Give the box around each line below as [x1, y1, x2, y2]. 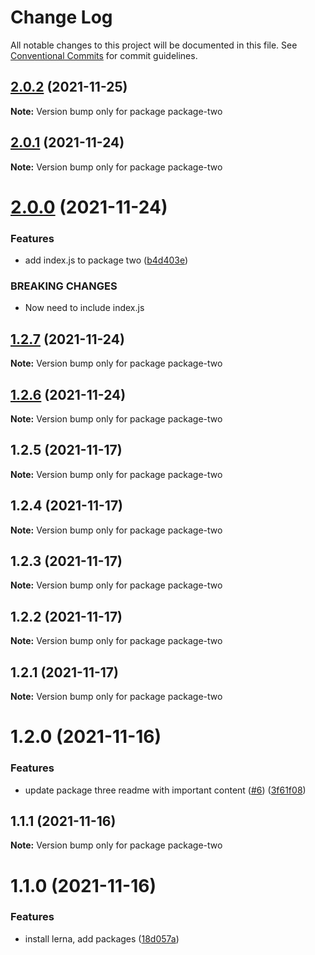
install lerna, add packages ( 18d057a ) [24, 932, 180, 945]
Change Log [10, 6, 113, 29]
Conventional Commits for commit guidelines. [10, 49, 198, 61]
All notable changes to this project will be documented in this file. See [10, 39, 298, 51]
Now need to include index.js [24, 302, 145, 314]
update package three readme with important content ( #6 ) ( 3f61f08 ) [24, 784, 307, 796]
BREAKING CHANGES [10, 279, 118, 293]
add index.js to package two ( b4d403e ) [24, 254, 189, 266]
